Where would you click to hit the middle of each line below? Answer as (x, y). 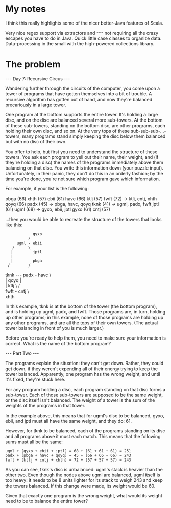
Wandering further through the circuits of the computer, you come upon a (83, 88)
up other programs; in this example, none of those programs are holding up (84, 317)
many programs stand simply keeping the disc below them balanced (94, 136)
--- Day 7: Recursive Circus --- (38, 78)
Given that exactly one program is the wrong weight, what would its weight (84, 495)
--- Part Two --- (22, 353)
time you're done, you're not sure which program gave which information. (83, 179)
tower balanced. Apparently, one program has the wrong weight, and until (83, 374)
